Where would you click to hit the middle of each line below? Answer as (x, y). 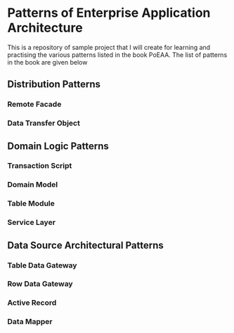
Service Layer (32, 223)
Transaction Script (40, 166)
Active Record (32, 303)
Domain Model (33, 185)
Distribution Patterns (54, 85)
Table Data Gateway (42, 265)
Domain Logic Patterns (58, 146)
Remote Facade (34, 105)
